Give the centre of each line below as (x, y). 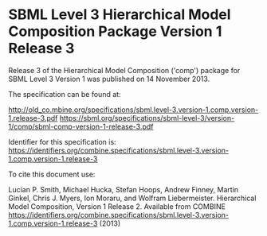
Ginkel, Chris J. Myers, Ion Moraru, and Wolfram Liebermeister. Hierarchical (132, 198)
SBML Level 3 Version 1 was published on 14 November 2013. (109, 79)
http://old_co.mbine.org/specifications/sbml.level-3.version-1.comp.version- (133, 110)
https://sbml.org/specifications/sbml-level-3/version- (147, 118)
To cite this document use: (52, 174)
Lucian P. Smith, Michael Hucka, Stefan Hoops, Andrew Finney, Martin (124, 189)
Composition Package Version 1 (115, 31)
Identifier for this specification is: (63, 141)
